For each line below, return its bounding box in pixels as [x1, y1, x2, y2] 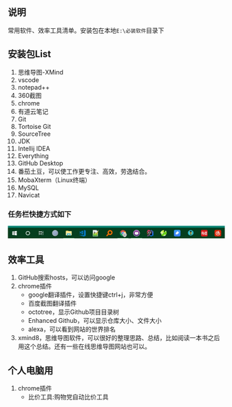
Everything [17, 151, 49, 160]
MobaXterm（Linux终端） [17, 175, 92, 184]
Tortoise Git [17, 122, 51, 130]
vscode [17, 75, 40, 84]
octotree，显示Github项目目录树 [28, 308, 120, 316]
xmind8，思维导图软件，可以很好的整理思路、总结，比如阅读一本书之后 [17, 334, 220, 342]
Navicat [17, 190, 40, 199]
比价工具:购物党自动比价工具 [28, 393, 109, 401]
